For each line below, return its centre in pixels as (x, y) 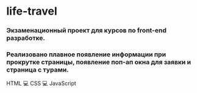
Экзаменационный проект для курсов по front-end (86, 31)
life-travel (32, 11)
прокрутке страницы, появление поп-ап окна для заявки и (99, 62)
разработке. (26, 38)
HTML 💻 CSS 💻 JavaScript (41, 83)
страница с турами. (38, 70)
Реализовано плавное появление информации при (86, 54)
